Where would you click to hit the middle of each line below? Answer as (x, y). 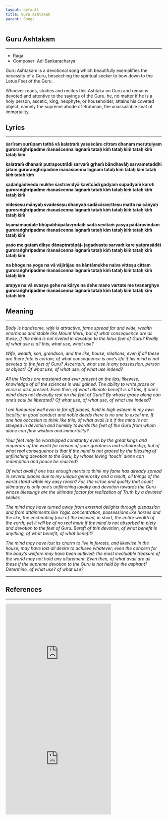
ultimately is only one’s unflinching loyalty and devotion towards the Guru (81, 486)
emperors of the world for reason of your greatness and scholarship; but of (83, 445)
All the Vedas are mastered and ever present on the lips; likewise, (73, 379)
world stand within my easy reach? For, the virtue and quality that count (79, 481)
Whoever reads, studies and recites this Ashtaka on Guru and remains (77, 91)
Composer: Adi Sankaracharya (44, 61)
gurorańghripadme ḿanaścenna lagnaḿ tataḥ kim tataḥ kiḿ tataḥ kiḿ (79, 230)
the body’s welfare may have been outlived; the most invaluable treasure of (83, 553)
